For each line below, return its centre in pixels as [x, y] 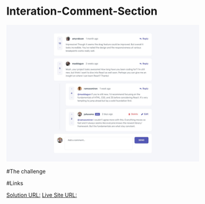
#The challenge [26, 172]
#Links [15, 183]
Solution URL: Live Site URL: [42, 195]
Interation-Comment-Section [82, 11]
